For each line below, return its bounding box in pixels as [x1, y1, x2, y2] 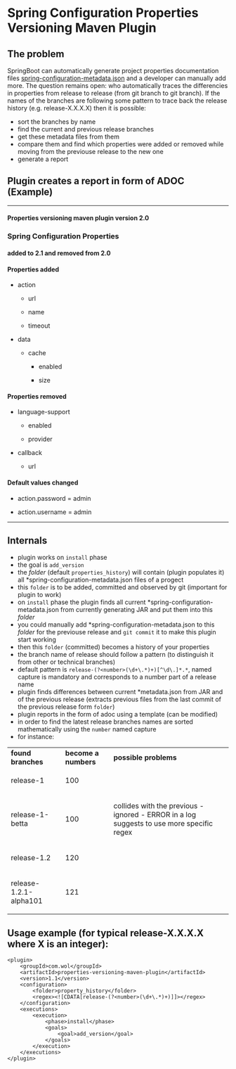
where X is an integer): [7, 937, 109, 950]
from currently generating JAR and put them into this [60, 606, 213, 614]
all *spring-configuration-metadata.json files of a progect [17, 575, 184, 584]
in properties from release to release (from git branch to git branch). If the [7, 89, 221, 97]
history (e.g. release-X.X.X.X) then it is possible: [7, 104, 146, 112]
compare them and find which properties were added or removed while [17, 140, 224, 148]
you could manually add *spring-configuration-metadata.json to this [17, 620, 215, 629]
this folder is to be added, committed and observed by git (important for [17, 583, 228, 591]
